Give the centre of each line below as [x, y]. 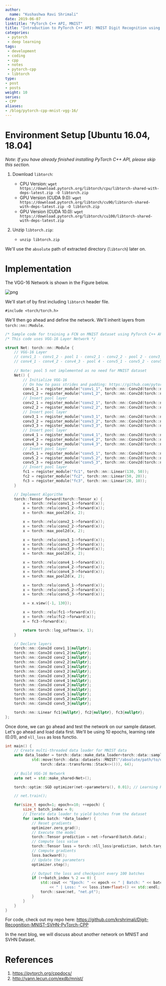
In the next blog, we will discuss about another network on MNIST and [77, 935]
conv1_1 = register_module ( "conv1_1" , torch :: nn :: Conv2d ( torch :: [92, 389]
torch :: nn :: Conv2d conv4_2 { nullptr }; [53, 685]
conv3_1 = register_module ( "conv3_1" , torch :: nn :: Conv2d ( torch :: [92, 416]
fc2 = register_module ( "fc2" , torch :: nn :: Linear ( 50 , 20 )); [85, 476]
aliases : [14, 106]
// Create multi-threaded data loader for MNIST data [70, 751]
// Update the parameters [58, 860]
